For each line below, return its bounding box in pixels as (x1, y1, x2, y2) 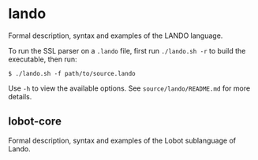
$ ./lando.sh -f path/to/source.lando (8, 69, 136, 77)
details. (8, 91, 32, 101)
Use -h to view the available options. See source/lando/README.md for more (8, 84, 251, 93)
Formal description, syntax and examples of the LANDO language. (8, 31, 223, 40)
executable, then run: (8, 54, 77, 64)
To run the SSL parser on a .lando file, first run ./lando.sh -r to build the (8, 46, 246, 55)
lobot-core (8, 115, 62, 128)
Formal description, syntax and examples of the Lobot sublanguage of (8, 136, 237, 145)
